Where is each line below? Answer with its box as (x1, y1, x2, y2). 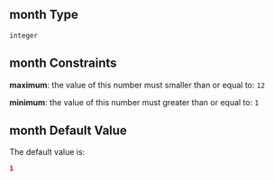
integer (9, 31, 39, 40)
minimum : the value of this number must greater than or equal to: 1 (9, 96, 260, 107)
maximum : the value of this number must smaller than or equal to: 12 (9, 79, 266, 90)
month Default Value (9, 123, 128, 139)
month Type (9, 7, 79, 22)
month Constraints (9, 56, 117, 71)
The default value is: (9, 147, 86, 157)
